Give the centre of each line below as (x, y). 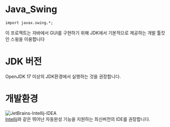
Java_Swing (31, 9)
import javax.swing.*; (29, 23)
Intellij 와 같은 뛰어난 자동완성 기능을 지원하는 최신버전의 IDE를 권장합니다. (78, 119)
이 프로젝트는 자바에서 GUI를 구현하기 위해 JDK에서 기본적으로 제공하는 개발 (80, 33)
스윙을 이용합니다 (27, 39)
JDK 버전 (24, 61)
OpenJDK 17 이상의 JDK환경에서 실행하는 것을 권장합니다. (63, 76)
